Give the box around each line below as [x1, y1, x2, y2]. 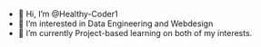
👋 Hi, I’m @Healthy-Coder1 [17, 9, 118, 19]
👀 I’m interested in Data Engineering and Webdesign [17, 18, 214, 29]
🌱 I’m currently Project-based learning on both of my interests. [17, 28, 253, 38]
